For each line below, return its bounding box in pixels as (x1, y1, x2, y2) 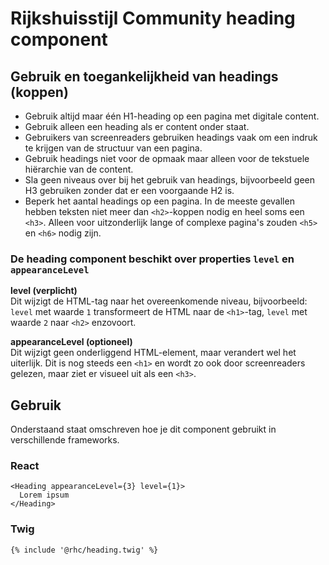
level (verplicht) (10, 285, 78, 297)
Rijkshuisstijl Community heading (10, 7, 296, 30)
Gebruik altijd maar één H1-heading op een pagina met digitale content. (24, 110, 320, 122)
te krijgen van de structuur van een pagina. (24, 142, 203, 154)
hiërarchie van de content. (24, 163, 134, 175)
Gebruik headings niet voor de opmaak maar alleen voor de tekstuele (24, 153, 310, 164)
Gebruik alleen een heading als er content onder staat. (24, 121, 250, 132)
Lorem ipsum (19, 490, 70, 501)
